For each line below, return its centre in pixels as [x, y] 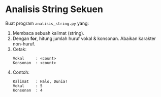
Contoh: [21, 72]
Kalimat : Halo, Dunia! [40, 81]
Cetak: [20, 49]
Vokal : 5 [27, 86]
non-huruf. [24, 43]
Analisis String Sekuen [54, 9]
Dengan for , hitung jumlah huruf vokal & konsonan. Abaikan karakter [84, 38]
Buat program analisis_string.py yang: [47, 23]
